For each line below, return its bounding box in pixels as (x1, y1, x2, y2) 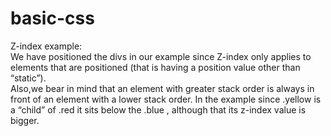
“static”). (10, 72, 47, 84)
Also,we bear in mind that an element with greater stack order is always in (10, 82, 315, 94)
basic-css (10, 7, 95, 30)
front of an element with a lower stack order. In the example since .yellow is (10, 93, 322, 105)
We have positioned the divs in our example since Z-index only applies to (10, 50, 312, 62)
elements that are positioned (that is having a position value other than (10, 61, 301, 73)
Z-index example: (10, 40, 83, 52)
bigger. (10, 114, 40, 126)
